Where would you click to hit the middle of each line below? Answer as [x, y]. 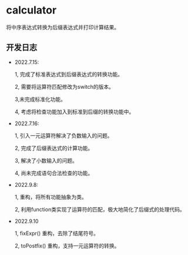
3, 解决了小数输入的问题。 [46, 160]
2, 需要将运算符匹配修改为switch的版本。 [64, 86]
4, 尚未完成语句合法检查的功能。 [54, 173]
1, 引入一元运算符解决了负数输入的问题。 [63, 135]
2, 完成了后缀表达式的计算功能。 [54, 148]
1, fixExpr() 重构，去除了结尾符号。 [56, 233]
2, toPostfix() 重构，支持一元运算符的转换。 [67, 246]
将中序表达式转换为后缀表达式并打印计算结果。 [63, 27]
